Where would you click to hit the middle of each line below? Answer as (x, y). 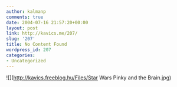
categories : (21, 55)
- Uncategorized (26, 61)
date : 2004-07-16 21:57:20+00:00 (47, 22)
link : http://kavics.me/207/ (42, 34)
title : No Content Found (37, 45)
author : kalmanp (26, 11)
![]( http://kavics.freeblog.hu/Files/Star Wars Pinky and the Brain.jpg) (89, 78)
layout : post (22, 28)
